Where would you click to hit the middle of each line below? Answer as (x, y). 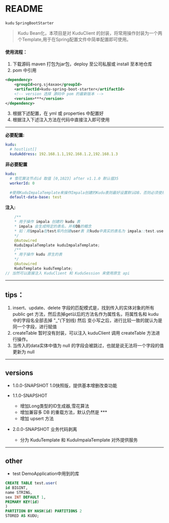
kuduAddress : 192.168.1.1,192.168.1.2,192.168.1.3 (64, 154)
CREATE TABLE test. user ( (31, 483)
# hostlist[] (23, 150)
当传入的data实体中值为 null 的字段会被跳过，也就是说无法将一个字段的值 (88, 346)
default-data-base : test (36, 197)
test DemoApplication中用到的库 (46, 474)
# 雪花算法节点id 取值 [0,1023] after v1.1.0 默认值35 (64, 178)
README (24, 9)
